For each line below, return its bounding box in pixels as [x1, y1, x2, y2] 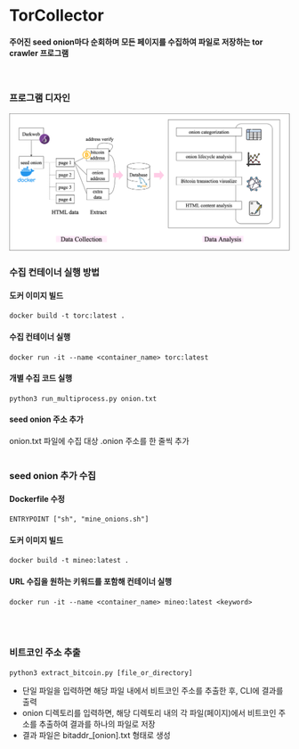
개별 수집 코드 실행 [9, 373, 73, 383]
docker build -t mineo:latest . [9, 556, 129, 565]
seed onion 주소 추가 [9, 414, 85, 424]
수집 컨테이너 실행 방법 [9, 267, 101, 279]
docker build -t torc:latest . [9, 311, 125, 321]
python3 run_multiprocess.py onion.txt [9, 394, 158, 403]
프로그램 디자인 [9, 92, 71, 104]
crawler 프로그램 [9, 47, 69, 58]
